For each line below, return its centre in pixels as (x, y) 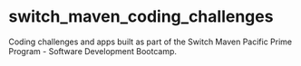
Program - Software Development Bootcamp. (93, 51)
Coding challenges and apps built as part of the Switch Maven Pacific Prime (150, 42)
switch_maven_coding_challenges (141, 17)
